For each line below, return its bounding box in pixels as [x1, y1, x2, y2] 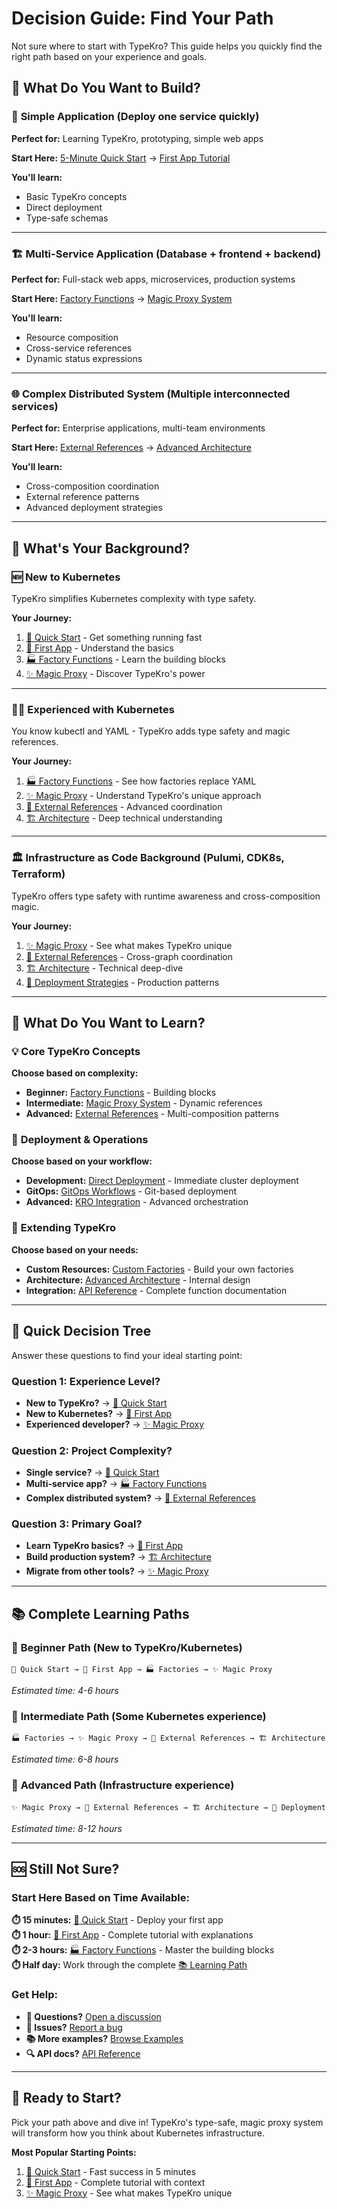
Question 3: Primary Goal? [11, 1517, 143, 1531]
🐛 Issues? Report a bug [25, 2021, 123, 2033]
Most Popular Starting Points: [11, 2146, 137, 2158]
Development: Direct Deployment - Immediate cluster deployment [25, 1175, 299, 1187]
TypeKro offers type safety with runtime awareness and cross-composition [11, 890, 321, 902]
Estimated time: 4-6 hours [11, 1685, 119, 1697]
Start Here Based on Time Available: [11, 1891, 190, 1905]
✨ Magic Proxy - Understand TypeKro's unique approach [25, 790, 262, 802]
